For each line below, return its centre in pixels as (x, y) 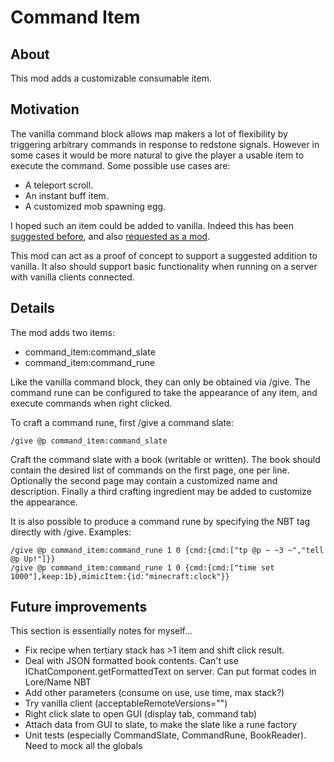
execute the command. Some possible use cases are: (120, 165)
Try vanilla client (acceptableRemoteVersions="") (126, 703)
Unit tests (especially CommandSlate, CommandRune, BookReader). (165, 735)
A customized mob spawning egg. (95, 206)
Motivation (45, 109)
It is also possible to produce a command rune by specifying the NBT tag (160, 521)
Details (32, 308)
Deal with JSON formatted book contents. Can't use (131, 661)
